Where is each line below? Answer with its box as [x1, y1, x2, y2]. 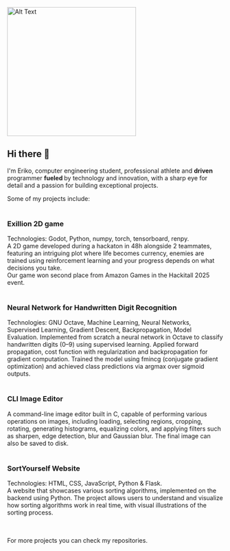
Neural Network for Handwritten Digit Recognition [7, 303, 177, 312]
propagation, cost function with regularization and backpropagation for [7, 347, 208, 356]
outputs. [7, 369, 31, 378]
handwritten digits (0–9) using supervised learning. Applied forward [7, 341, 199, 349]
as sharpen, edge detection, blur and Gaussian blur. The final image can [7, 431, 211, 440]
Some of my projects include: [7, 194, 91, 202]
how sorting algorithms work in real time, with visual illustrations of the [7, 501, 207, 509]
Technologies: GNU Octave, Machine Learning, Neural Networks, [7, 318, 192, 327]
